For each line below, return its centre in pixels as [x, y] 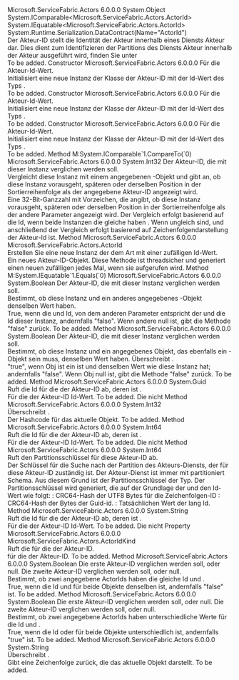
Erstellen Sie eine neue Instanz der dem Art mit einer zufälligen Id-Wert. [113, 252]
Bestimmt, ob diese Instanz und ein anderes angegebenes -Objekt [105, 298]
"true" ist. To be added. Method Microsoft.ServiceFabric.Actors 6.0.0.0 [111, 640]
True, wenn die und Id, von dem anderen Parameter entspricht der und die [117, 313]
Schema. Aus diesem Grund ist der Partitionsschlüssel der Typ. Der [106, 480]
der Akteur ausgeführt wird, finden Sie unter [72, 55]
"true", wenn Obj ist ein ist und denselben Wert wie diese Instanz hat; [109, 366]
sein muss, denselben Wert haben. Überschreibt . [101, 359]
